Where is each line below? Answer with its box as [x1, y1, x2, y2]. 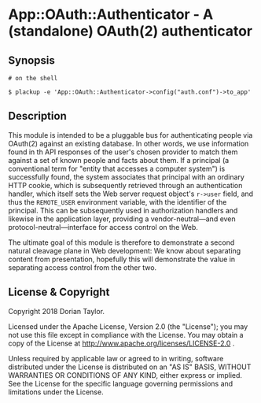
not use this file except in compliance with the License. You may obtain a [8, 330, 244, 339]
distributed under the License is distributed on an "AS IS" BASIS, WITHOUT [8, 362, 252, 372]
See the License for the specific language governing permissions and [8, 379, 233, 388]
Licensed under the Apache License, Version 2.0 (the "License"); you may [8, 321, 248, 331]
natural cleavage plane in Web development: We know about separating [8, 246, 241, 255]
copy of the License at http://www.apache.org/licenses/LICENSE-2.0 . [8, 338, 235, 348]
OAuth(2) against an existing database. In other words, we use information [8, 139, 249, 148]
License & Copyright [8, 286, 110, 299]
